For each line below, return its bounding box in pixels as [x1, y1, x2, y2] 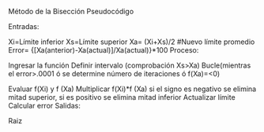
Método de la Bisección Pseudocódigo [8, 7, 134, 16]
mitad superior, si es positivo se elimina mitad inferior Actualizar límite [8, 93, 236, 101]
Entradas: [8, 22, 40, 31]
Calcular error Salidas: [8, 101, 81, 110]
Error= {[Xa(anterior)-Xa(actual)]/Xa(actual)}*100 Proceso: [8, 46, 199, 54]
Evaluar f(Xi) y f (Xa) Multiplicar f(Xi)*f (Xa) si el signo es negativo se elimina [8, 84, 257, 93]
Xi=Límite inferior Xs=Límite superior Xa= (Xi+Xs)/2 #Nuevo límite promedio [8, 37, 255, 46]
